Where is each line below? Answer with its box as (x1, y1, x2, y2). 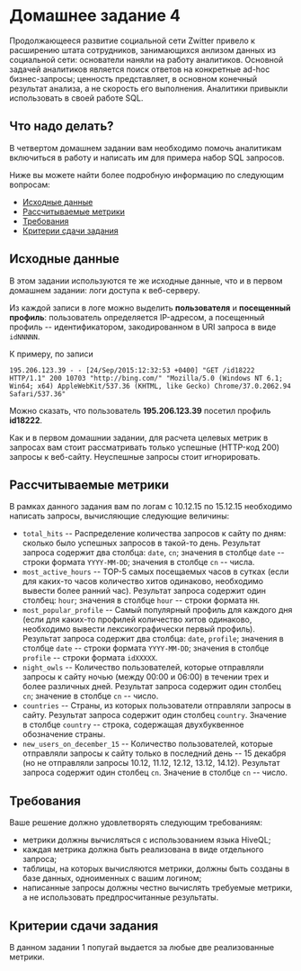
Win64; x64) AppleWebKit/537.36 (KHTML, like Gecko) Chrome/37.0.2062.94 (9, 382, 292, 391)
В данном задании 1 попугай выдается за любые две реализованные (9, 942, 275, 952)
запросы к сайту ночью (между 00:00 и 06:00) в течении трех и (22, 671, 270, 682)
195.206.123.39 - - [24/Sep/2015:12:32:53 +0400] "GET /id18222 (9, 365, 255, 374)
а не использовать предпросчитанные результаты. (22, 892, 219, 903)
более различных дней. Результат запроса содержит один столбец (22, 681, 281, 692)
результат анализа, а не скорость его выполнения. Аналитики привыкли (9, 83, 288, 94)
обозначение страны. (22, 729, 106, 740)
